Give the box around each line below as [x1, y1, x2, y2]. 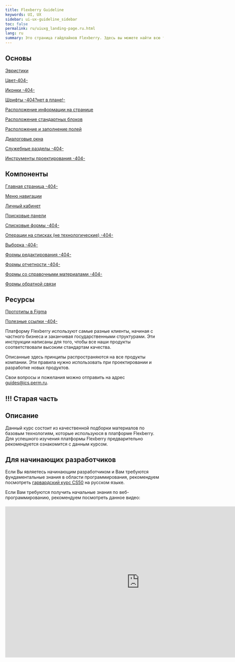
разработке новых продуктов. [5, 364, 70, 371]
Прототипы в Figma [5, 309, 47, 315]
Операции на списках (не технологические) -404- [5, 232, 113, 238]
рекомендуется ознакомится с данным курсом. [5, 441, 108, 447]
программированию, [5, 494, 51, 501]
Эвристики [5, 67, 29, 73]
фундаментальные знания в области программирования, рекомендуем [5, 474, 159, 480]
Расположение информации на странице [5, 106, 94, 112]
